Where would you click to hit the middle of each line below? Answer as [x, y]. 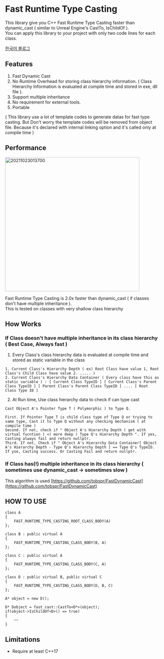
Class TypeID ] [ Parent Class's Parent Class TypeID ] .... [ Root [77, 386]
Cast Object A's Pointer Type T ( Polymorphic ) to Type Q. [68, 409]
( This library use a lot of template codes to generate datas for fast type [77, 117]
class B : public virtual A [34, 534]
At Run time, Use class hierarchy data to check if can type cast [76, 400]
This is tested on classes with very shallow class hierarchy [64, 308]
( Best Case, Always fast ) [36, 344]
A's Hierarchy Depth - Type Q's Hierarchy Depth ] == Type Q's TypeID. [80, 447]
